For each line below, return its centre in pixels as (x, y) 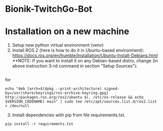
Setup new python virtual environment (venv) (58, 45)
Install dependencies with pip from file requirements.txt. (69, 115)
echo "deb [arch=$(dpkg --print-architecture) (54, 89)
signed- (112, 89)
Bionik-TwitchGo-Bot (49, 9)
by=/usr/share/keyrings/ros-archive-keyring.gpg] (57, 93)
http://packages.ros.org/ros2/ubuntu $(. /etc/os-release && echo (74, 97)
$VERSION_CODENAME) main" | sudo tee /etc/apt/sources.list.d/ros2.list (81, 102)
